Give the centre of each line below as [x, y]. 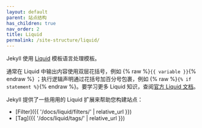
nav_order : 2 [23, 29]
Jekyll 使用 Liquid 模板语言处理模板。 [53, 58]
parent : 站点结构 [27, 18]
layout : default [27, 12]
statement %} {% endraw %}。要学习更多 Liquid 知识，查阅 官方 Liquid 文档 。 [103, 87]
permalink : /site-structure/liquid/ [53, 40]
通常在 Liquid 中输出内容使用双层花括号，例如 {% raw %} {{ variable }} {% [101, 71]
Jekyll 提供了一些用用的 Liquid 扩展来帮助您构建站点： [75, 99]
